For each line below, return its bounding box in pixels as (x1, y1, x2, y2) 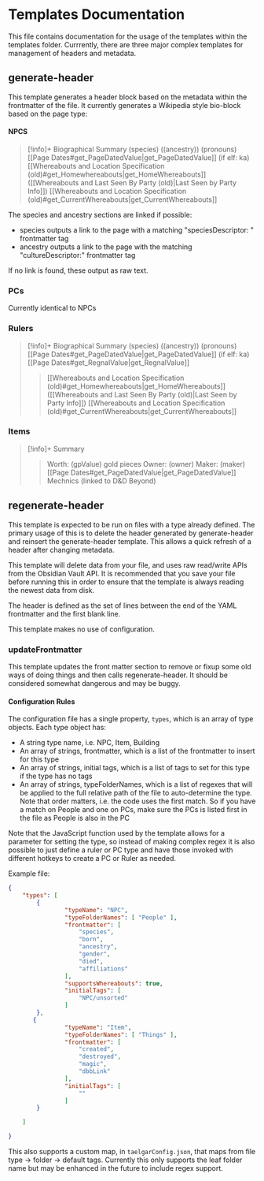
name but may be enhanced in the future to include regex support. (8, 1164, 224, 1173)
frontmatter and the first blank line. (8, 609, 121, 618)
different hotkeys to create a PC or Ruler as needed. (8, 854, 177, 863)
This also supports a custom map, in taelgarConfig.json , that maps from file (8, 1147, 256, 1157)
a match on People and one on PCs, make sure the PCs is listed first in (19, 805, 247, 814)
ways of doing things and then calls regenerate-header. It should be (8, 670, 228, 680)
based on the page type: (8, 109, 88, 118)
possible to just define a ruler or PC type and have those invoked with (8, 845, 233, 855)
